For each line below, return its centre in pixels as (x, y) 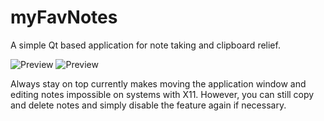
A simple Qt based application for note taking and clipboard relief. (145, 45)
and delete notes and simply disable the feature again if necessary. (148, 105)
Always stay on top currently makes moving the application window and (158, 83)
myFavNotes (64, 17)
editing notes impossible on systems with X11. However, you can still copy (162, 94)
